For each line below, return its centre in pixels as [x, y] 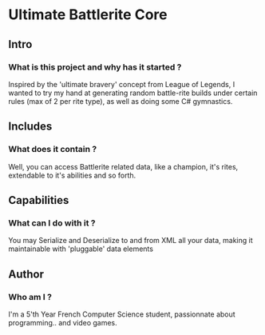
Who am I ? [30, 297]
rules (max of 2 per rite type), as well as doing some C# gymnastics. [121, 101]
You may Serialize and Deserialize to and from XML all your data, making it [131, 241]
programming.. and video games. [63, 322]
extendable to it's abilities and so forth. [72, 175]
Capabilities [39, 200]
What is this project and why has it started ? [95, 67]
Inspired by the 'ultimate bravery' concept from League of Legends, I [122, 84]
